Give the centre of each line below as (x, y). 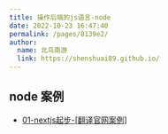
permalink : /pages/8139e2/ (59, 34)
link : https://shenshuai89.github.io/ (89, 59)
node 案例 (37, 97)
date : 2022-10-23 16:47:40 (59, 26)
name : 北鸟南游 (42, 51)
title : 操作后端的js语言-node (60, 17)
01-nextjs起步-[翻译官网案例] (74, 120)
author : (23, 42)
